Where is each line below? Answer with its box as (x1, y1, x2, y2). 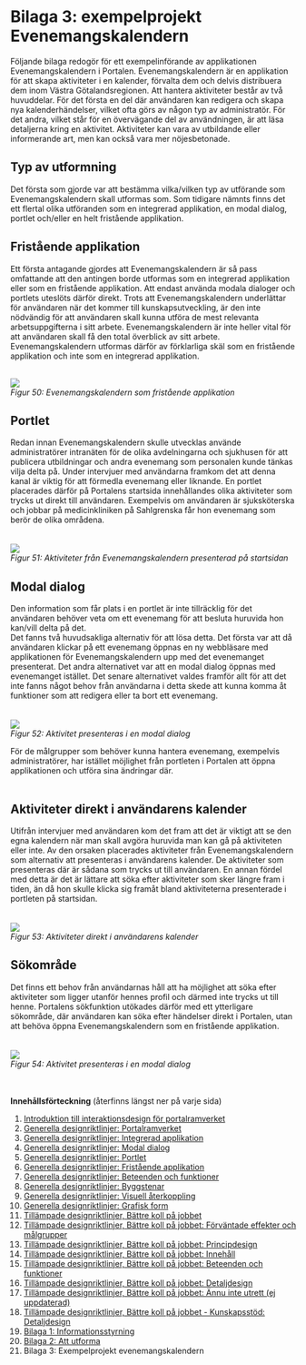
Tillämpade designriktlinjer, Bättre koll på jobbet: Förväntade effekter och (23, 1219, 297, 1230)
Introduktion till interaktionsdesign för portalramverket (23, 1113, 226, 1124)
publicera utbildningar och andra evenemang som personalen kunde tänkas (10, 457, 293, 468)
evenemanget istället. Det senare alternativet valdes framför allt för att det (10, 671, 287, 682)
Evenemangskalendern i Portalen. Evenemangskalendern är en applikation (10, 66, 289, 76)
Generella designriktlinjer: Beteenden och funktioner (23, 1171, 220, 1182)
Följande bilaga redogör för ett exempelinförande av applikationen (10, 56, 257, 66)
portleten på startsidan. (10, 894, 98, 904)
